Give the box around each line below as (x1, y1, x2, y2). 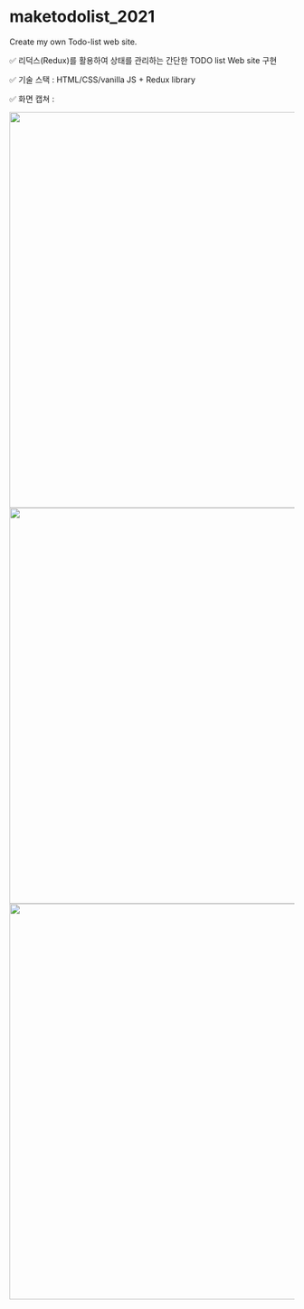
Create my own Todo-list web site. (9, 36, 138, 47)
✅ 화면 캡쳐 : (9, 93, 55, 104)
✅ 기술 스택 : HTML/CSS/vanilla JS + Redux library (9, 74, 196, 85)
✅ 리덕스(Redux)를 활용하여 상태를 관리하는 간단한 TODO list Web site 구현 (9, 54, 278, 65)
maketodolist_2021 (9, 6, 156, 27)
